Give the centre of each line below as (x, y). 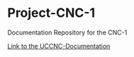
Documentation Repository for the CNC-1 (67, 32)
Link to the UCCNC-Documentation (59, 46)
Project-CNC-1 (51, 13)
